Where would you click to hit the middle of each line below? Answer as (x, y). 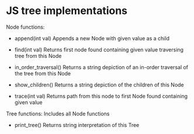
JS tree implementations (67, 11)
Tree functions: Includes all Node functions (58, 114)
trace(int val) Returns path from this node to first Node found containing (101, 96)
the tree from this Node (43, 73)
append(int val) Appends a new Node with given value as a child (92, 38)
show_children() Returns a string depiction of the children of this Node (99, 85)
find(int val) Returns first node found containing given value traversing (99, 49)
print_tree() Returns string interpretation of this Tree (77, 125)
